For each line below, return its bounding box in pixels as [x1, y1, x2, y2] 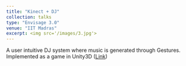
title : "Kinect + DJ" [6, 8, 60, 15]
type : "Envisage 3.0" [6, 19, 60, 25]
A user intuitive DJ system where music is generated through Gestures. [6, 47, 181, 54]
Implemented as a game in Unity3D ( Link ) [6, 53, 108, 60]
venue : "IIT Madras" [6, 25, 58, 31]
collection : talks [6, 14, 52, 20]
